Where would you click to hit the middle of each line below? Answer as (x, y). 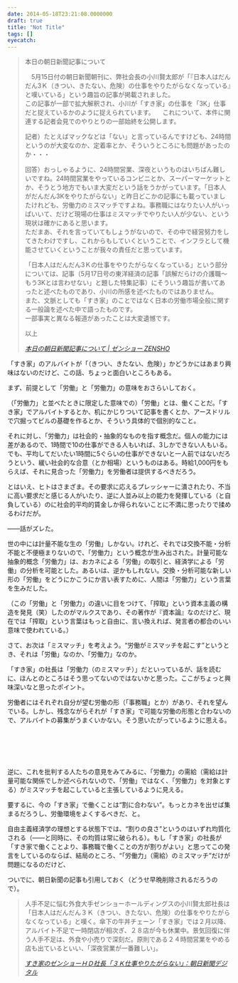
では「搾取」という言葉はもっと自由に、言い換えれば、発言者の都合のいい (122, 622)
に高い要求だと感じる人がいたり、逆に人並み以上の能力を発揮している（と (116, 495)
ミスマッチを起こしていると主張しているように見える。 (107, 790)
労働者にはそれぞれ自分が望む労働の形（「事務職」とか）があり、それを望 (115, 702)
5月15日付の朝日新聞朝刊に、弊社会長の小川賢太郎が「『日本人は (125, 77)
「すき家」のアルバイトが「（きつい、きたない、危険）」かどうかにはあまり (116, 364)
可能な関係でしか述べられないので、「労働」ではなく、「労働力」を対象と (119, 781)
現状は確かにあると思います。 (68, 223)
